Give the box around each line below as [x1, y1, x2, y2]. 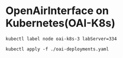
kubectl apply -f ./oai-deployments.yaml [5, 46, 109, 52]
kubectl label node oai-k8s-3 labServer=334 [5, 36, 117, 42]
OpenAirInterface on [5, 4, 109, 18]
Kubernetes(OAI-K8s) [5, 16, 116, 30]
